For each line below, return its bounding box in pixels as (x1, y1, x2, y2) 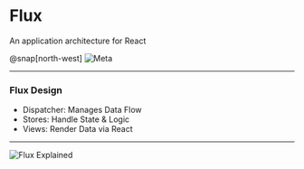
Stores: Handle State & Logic (22, 114, 130, 125)
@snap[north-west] (9, 52, 83, 63)
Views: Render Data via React (22, 124, 133, 135)
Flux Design (9, 83, 63, 96)
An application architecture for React (9, 35, 147, 46)
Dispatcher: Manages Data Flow (22, 105, 142, 116)
